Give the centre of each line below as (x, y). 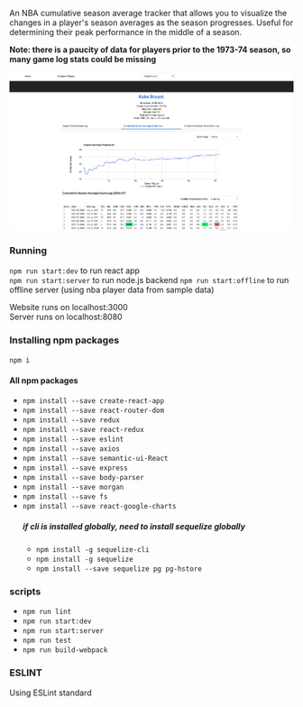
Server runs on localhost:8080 (66, 317)
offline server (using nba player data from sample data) (112, 289)
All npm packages (44, 380)
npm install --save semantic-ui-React (95, 459)
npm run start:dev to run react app (74, 271)
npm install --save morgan (73, 487)
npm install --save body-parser (83, 478)
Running (28, 251)
